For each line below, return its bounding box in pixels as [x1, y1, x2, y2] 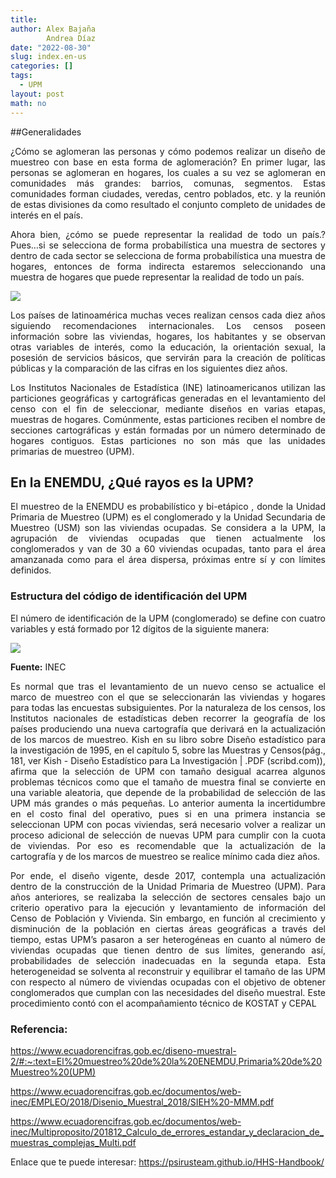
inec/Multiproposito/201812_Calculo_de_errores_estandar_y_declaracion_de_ [10, 1126, 325, 1138]
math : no [10, 98, 47, 108]
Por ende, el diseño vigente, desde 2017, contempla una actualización [10, 869, 326, 881]
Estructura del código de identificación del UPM [10, 589, 248, 603]
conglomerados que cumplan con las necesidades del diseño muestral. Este [10, 986, 326, 998]
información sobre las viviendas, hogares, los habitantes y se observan [10, 330, 326, 342]
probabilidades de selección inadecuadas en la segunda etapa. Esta [10, 954, 326, 966]
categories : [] [10, 61, 74, 71]
